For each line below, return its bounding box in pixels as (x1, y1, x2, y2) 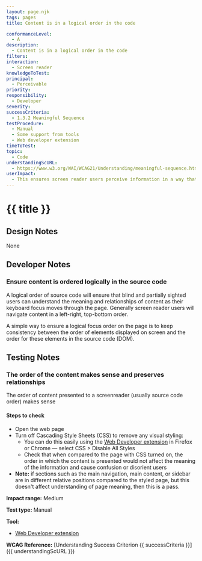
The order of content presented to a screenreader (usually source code (6, 392, 183, 399)
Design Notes (6, 226, 58, 237)
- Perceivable (11, 81, 47, 87)
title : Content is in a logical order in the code (6, 20, 136, 26)
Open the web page (14, 425, 64, 432)
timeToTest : (6, 143, 36, 149)
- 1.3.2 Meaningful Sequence (11, 115, 85, 121)
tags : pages (6, 14, 36, 20)
